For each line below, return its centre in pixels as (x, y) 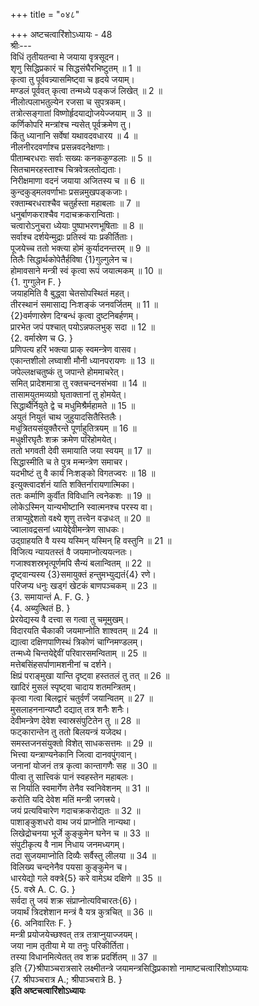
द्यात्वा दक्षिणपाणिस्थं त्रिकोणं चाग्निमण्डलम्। (77, 642)
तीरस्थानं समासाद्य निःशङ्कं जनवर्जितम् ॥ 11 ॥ (84, 304)
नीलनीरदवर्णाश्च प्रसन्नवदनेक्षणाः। (60, 147)
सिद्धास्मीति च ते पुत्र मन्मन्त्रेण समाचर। (69, 462)
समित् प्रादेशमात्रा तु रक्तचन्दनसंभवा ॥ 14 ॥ (78, 383)
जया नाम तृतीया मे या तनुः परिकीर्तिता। (70, 945)
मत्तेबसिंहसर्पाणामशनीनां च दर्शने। (61, 664)
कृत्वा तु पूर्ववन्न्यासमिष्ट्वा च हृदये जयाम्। (73, 79)
